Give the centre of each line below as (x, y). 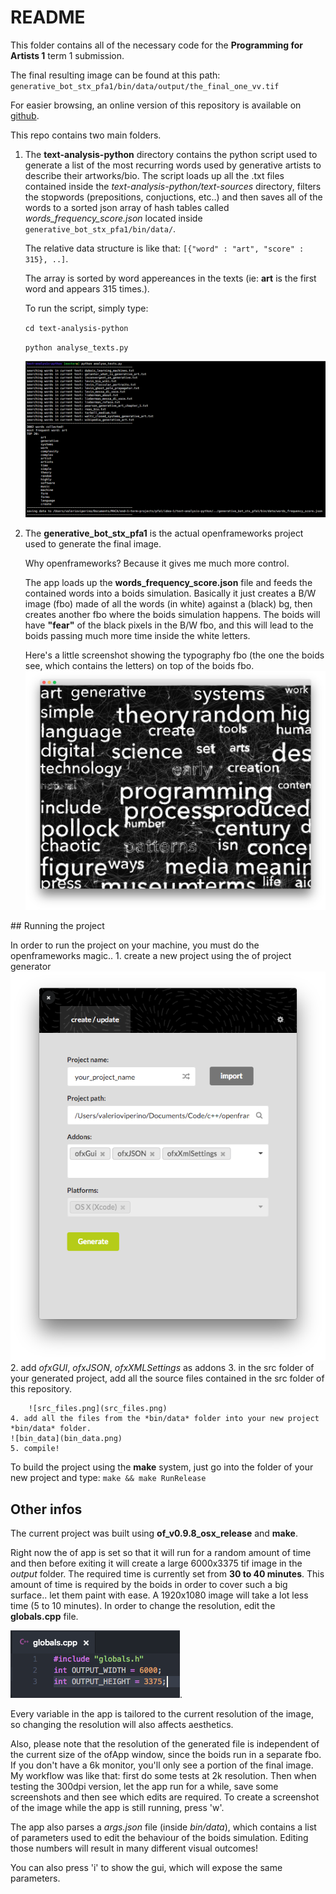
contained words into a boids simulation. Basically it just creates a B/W (170, 593)
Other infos (46, 1509)
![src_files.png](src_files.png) (98, 1409)
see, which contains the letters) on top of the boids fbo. (139, 666)
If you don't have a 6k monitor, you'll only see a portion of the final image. (162, 1765)
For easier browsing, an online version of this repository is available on (156, 105)
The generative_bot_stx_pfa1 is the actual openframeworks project (164, 533)
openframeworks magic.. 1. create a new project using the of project (151, 955)
